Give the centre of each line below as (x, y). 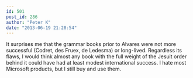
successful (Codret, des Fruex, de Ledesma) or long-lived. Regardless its (94, 51)
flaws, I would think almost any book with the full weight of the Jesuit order (96, 56)
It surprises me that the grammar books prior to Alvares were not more (91, 44)
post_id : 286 (22, 17)
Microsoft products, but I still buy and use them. (64, 69)
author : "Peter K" (28, 22)
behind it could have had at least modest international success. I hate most (96, 63)
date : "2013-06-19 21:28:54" (42, 28)
